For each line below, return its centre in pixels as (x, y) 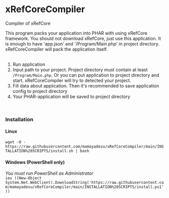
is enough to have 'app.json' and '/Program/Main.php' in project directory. (82, 43)
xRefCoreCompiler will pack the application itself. (56, 49)
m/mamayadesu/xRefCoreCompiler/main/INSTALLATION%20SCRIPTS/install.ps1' (85, 187)
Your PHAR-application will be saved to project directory (71, 96)
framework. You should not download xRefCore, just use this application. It (83, 38)
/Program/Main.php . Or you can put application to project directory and (86, 75)
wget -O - (16, 142)
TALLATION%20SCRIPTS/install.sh (39, 151)
